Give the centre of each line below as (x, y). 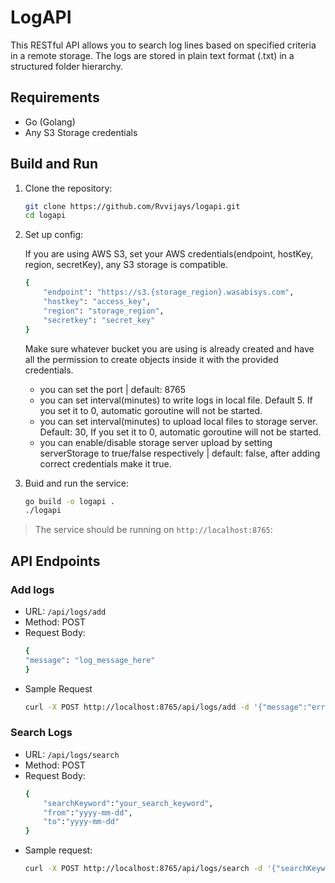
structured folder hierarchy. (66, 66)
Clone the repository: (68, 188)
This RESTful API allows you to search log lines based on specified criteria (163, 45)
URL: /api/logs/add (65, 611)
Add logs (32, 589)
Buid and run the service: (76, 483)
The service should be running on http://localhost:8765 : (153, 530)
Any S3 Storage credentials (81, 132)
